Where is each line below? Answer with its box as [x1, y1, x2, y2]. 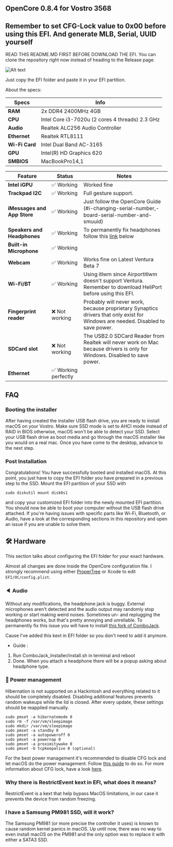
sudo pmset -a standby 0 [5, 728, 59, 733]
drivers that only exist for [83, 311, 144, 319]
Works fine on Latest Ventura [83, 256, 154, 263]
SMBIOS [8, 158, 29, 165]
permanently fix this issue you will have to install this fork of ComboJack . [5, 623, 161, 629]
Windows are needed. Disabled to [83, 317, 165, 325]
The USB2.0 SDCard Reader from [83, 332, 165, 340]
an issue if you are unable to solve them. [5, 521, 91, 527]
